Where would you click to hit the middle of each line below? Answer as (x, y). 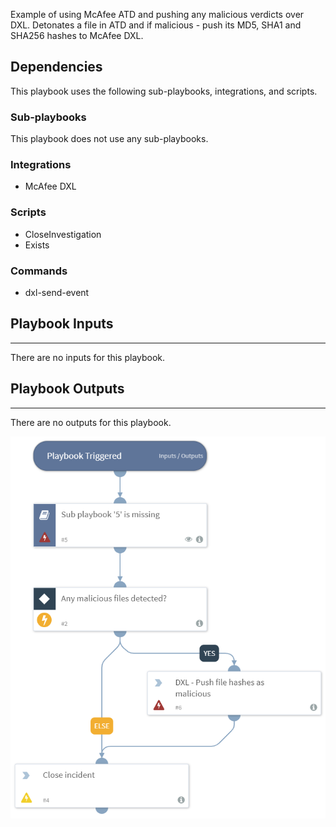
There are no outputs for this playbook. (91, 422)
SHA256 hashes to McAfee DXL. (77, 35)
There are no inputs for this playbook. (88, 357)
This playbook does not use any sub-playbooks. (109, 139)
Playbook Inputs (62, 324)
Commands (39, 271)
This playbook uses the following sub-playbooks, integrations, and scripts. (164, 91)
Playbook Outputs (67, 389)
